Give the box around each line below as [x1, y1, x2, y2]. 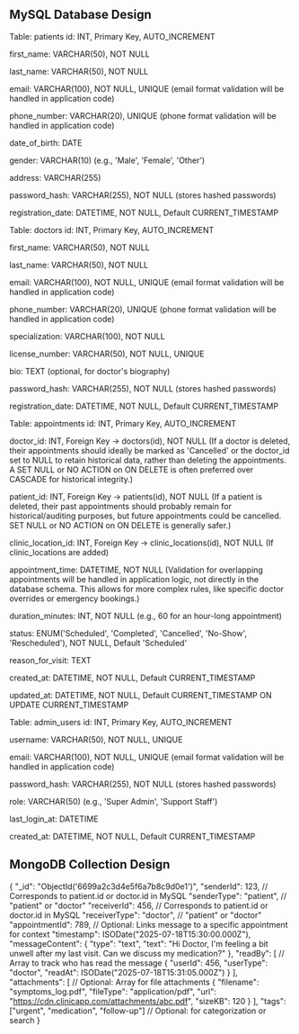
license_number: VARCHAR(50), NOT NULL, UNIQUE [9, 348, 205, 359]
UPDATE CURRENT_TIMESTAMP [9, 699, 129, 710]
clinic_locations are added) [9, 546, 110, 557]
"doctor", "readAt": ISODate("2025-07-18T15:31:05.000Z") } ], [9, 967, 238, 977]
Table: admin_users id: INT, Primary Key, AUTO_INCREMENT [9, 716, 233, 727]
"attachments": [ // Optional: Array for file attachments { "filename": [9, 976, 259, 987]
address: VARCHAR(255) [9, 172, 101, 183]
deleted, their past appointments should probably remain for [9, 500, 232, 511]
